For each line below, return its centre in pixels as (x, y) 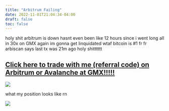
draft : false (19, 19)
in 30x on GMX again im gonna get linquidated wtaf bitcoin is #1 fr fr (76, 44)
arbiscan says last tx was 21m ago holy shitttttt (54, 49)
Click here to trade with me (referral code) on (77, 65)
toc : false (17, 24)
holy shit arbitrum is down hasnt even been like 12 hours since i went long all (85, 38)
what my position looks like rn (36, 94)
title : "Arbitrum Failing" (34, 10)
